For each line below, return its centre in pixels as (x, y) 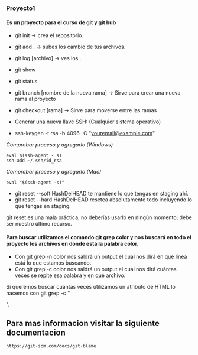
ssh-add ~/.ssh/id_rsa (34, 161)
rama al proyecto (35, 99)
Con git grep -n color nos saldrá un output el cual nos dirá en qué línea (101, 257)
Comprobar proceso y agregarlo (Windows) (60, 145)
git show (25, 70)
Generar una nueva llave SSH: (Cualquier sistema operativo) (88, 122)
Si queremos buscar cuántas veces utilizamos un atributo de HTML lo (91, 287)
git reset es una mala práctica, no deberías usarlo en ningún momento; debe (99, 217)
